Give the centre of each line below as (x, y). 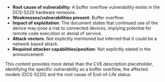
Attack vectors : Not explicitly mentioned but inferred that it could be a (84, 39)
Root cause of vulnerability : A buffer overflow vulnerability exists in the (86, 7)
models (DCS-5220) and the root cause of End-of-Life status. (69, 74)
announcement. (28, 54)
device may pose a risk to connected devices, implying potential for (82, 28)
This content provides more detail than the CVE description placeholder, (79, 64)
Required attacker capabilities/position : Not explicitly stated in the (82, 49)
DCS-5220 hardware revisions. (44, 12)
